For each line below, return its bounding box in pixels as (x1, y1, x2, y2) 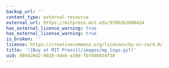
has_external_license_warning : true (6, 31, 97, 37)
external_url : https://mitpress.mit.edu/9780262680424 (6, 20, 145, 25)
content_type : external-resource (6, 14, 89, 20)
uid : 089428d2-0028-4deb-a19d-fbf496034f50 (6, 53, 116, 59)
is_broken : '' (6, 36, 42, 42)
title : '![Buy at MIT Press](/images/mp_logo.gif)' (6, 47, 136, 53)
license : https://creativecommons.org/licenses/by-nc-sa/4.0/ (6, 42, 163, 48)
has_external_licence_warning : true (6, 25, 97, 31)
